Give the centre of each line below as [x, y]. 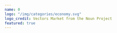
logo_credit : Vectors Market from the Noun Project [58, 18]
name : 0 [12, 9]
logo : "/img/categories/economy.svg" [43, 14]
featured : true [20, 23]
